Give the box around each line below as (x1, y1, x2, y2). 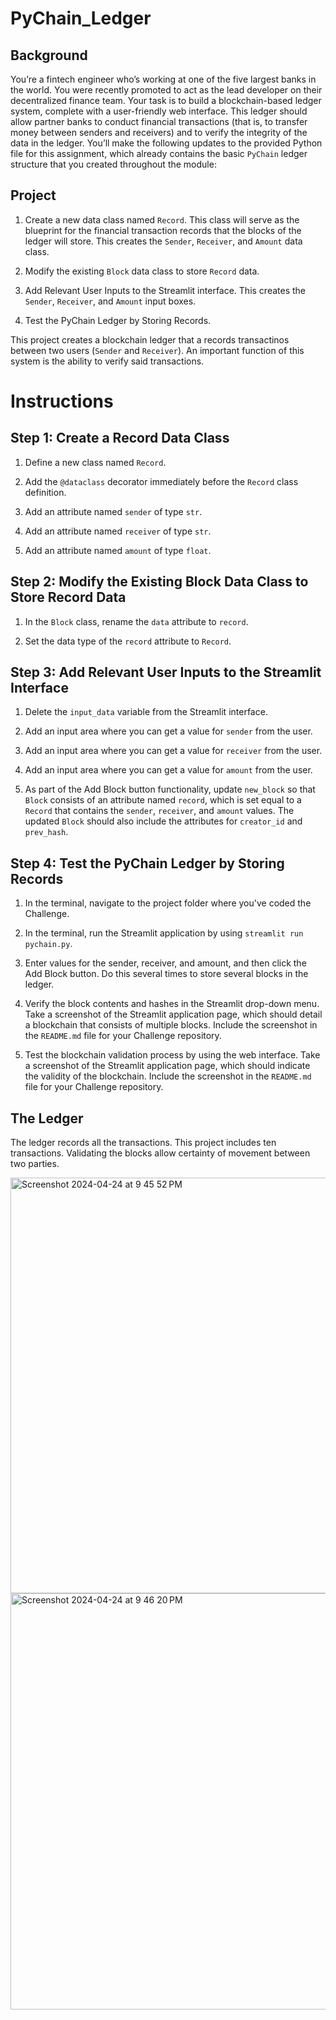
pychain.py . (24, 938, 73, 950)
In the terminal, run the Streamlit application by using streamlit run (24, 927, 304, 939)
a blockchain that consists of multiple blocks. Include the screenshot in (24, 1019, 318, 1031)
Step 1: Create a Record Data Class (10, 430, 230, 447)
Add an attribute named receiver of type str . (24, 525, 212, 537)
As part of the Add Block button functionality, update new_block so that (24, 783, 316, 796)
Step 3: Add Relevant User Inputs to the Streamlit (10, 664, 322, 681)
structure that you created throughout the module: (10, 158, 217, 170)
